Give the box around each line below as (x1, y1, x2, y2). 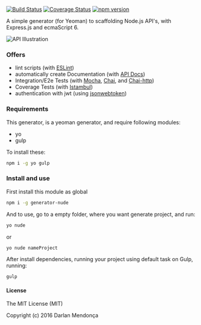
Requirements (6, 105, 49, 113)
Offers (6, 50, 26, 58)
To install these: (6, 148, 46, 156)
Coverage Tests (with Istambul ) (14, 83, 94, 90)
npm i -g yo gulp (6, 160, 50, 166)
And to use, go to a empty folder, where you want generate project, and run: (6, 210, 196, 218)
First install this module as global (6, 188, 88, 195)
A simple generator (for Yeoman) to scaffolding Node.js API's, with (6, 17, 172, 24)
